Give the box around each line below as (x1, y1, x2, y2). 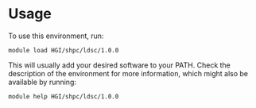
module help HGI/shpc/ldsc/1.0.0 (8, 92, 119, 100)
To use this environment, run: (8, 31, 104, 40)
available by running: (8, 77, 77, 87)
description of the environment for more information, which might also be (8, 68, 249, 78)
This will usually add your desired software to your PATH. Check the (8, 60, 231, 70)
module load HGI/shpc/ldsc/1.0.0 (8, 46, 119, 54)
